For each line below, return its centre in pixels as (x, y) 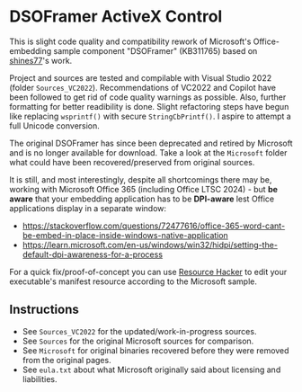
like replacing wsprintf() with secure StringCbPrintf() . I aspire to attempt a (151, 116)
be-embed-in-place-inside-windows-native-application (125, 235)
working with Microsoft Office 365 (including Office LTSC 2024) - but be (144, 189)
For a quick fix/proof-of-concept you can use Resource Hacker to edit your (148, 272)
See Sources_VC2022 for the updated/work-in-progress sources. (139, 331)
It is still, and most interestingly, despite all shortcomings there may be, (141, 179)
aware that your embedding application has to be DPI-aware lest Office (142, 199)
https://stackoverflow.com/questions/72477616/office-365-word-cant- (154, 226)
